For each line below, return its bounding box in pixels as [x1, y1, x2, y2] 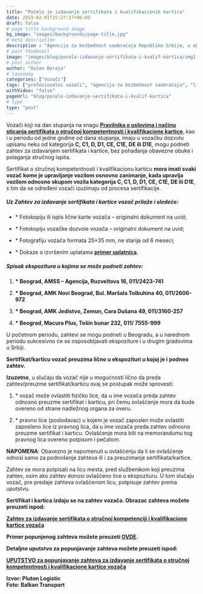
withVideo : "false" [6, 88, 56, 94]
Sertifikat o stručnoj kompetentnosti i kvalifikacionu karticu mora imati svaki [6, 165, 196, 173]
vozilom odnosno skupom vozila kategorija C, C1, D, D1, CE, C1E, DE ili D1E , [6, 178, 196, 185]
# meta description [6, 37, 56, 43]
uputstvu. [6, 485, 30, 492]
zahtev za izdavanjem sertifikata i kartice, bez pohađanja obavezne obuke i [6, 147, 193, 154]
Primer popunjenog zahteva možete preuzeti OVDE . [6, 533, 139, 541]
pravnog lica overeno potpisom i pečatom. [14, 436, 121, 443]
